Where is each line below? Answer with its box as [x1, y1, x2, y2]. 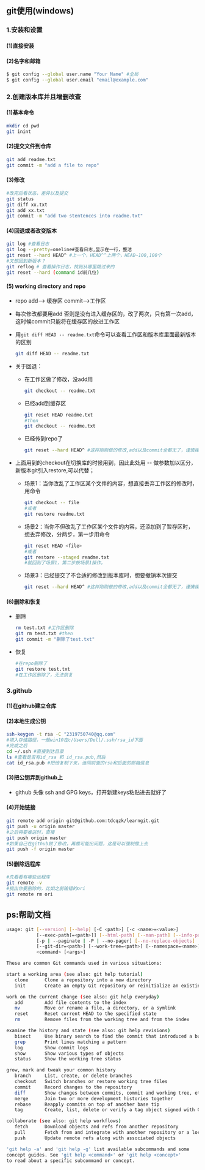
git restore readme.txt [24, 511, 85, 517]
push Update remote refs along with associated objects [14, 1135, 176, 1141]
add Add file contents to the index [14, 999, 127, 1006]
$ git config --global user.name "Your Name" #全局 [6, 71, 138, 78]
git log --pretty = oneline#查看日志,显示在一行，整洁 [6, 247, 132, 253]
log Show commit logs [14, 1044, 88, 1051]
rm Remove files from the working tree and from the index [14, 1016, 190, 1023]
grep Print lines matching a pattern [14, 1039, 127, 1045]
